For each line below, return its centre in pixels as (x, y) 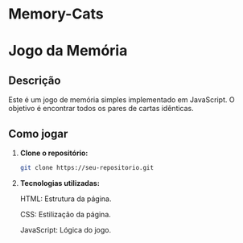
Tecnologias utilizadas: (60, 183)
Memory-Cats (56, 14)
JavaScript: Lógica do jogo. (65, 229)
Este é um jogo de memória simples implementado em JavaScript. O (121, 100)
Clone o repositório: (54, 153)
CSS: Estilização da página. (65, 214)
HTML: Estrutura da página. (66, 199)
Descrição (35, 80)
